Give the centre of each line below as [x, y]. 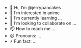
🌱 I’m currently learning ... [36, 18]
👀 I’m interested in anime [35, 13]
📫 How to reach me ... [32, 29]
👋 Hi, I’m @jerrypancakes [35, 8]
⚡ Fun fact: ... [23, 41]
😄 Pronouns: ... [26, 36]
